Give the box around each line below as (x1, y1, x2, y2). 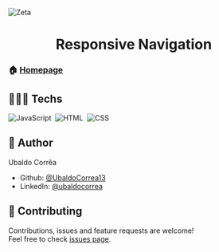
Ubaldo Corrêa (8, 157, 57, 167)
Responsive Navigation (55, 36, 213, 53)
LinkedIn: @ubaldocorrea (19, 181, 104, 191)
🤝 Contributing (8, 204, 83, 219)
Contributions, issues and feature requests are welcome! (8, 226, 194, 235)
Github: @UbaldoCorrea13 (19, 172, 106, 183)
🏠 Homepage (8, 65, 64, 76)
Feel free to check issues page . (8, 234, 111, 243)
